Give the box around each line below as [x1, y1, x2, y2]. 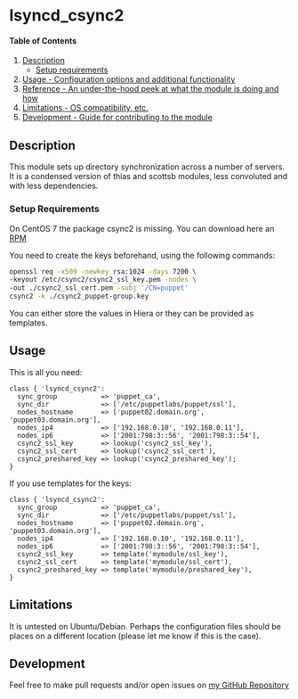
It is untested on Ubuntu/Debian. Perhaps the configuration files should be [9, 621, 282, 631]
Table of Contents [9, 35, 77, 45]
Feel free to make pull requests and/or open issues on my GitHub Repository [9, 679, 289, 691]
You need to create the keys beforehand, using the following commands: [9, 250, 276, 260]
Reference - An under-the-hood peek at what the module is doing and [21, 84, 279, 95]
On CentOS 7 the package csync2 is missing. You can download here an [9, 223, 275, 234]
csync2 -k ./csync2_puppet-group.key [9, 292, 149, 301]
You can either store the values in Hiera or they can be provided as [9, 308, 254, 318]
